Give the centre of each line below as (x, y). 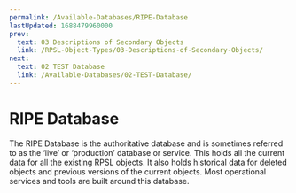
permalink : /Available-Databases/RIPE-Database (99, 17)
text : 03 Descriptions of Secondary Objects (101, 42)
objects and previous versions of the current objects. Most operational (138, 171)
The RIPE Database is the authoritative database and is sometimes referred (146, 143)
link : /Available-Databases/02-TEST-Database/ (105, 75)
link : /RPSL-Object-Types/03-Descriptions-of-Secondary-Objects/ (140, 50)
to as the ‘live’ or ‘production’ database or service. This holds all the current (147, 152)
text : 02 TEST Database (61, 67)
